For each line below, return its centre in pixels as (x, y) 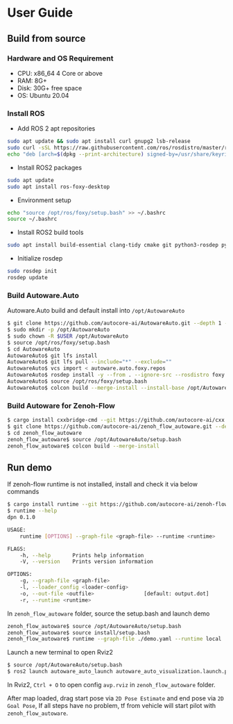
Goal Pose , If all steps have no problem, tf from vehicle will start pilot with (112, 706)
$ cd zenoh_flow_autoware (44, 433)
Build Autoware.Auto (43, 295)
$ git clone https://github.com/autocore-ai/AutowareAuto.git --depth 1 (114, 323)
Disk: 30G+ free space (50, 88)
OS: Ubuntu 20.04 (43, 95)
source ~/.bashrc (32, 219)
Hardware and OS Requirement (60, 58)
